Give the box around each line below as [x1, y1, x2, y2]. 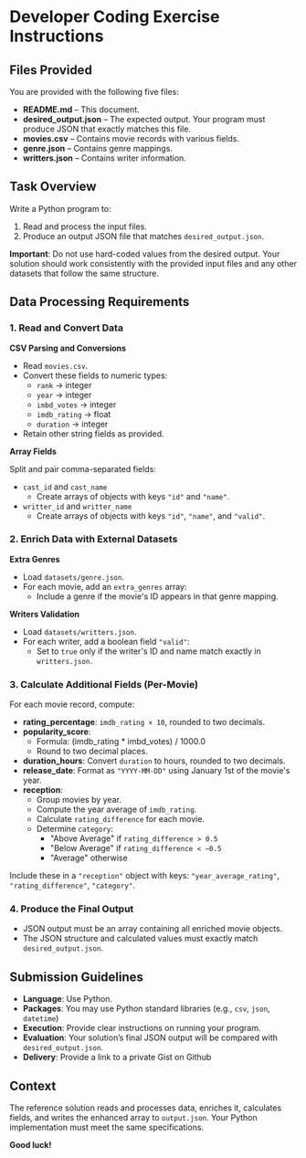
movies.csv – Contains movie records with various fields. [22, 133, 240, 143]
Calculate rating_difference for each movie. [36, 814, 206, 825]
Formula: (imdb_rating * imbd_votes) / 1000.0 [36, 736, 206, 747]
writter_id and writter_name [22, 500, 132, 511]
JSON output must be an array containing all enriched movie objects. [22, 923, 283, 934]
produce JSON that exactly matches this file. [22, 123, 192, 134]
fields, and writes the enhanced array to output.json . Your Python [9, 1112, 258, 1123]
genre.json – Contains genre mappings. [22, 143, 174, 153]
